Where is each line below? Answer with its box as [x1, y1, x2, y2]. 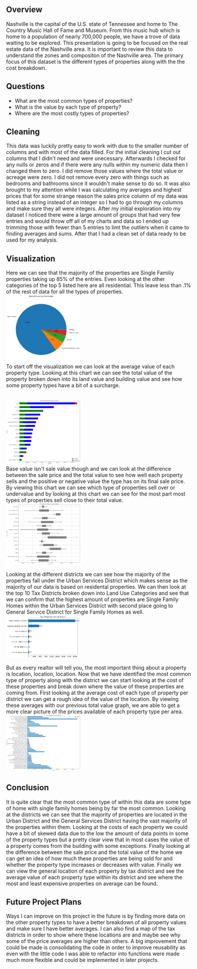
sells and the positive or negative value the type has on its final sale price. [6, 478, 185, 485]
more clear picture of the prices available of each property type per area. [6, 708, 183, 715]
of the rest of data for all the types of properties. [6, 288, 123, 295]
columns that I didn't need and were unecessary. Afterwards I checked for [6, 155, 186, 162]
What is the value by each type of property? [14, 103, 122, 110]
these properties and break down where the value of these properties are [6, 683, 184, 690]
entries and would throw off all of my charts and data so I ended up [6, 218, 169, 225]
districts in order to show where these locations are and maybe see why [6, 931, 181, 938]
